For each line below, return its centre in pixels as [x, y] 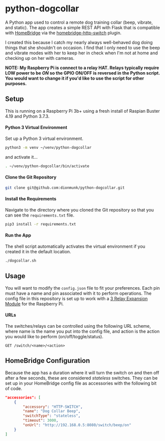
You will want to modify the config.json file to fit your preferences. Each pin [82, 288]
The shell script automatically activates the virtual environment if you [75, 246]
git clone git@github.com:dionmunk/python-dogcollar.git [65, 188]
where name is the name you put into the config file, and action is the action [82, 331]
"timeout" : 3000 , [41, 421]
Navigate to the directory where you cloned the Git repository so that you [80, 210]
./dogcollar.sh [21, 261]
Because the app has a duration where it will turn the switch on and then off [82, 373]
